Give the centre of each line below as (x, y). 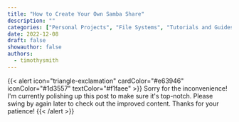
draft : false (27, 41)
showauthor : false (34, 47)
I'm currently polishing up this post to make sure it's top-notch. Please (110, 96)
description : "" (31, 21)
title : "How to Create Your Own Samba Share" (76, 14)
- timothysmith (36, 61)
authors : (20, 54)
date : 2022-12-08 (33, 34)
